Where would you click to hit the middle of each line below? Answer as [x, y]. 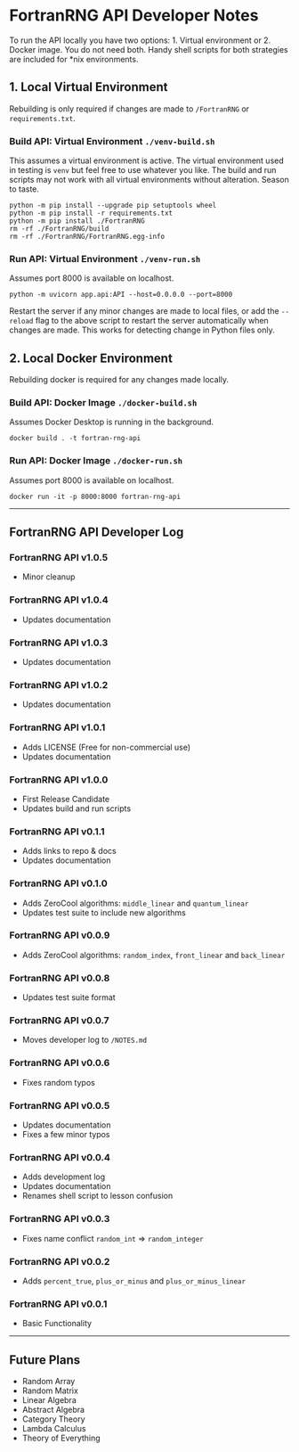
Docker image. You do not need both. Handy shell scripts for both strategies [149, 49]
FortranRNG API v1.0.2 [59, 685]
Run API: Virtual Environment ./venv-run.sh [105, 258]
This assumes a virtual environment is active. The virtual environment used [147, 160]
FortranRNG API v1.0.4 [59, 600]
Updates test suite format [69, 997]
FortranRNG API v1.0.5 [59, 558]
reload [21, 322]
